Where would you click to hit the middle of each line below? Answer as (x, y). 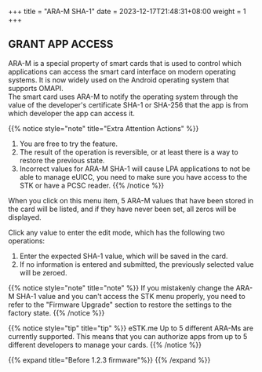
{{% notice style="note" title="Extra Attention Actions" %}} (104, 128)
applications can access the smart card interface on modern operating (122, 71)
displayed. (25, 217)
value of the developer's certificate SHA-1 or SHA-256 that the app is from (128, 104)
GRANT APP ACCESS (61, 44)
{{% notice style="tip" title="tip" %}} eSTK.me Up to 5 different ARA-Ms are (131, 328)
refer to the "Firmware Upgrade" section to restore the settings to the (120, 305)
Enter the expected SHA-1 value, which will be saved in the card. (124, 256)
